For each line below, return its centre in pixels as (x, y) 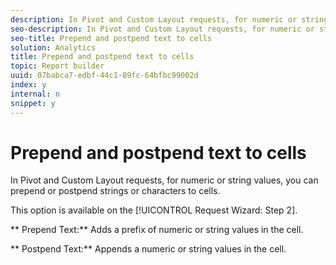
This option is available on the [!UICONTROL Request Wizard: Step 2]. (154, 210)
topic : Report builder (57, 66)
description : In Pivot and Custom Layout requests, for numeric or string (169, 19)
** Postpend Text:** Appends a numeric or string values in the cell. (148, 249)
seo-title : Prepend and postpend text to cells (111, 38)
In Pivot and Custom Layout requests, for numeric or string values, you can (164, 180)
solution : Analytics (53, 47)
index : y (28, 85)
